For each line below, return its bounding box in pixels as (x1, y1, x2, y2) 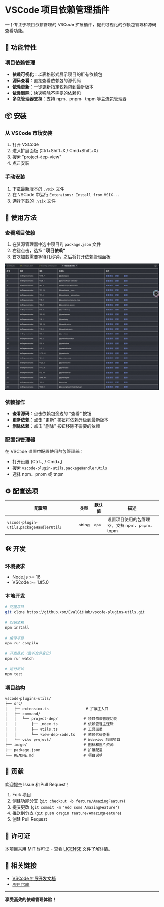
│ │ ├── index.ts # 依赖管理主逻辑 (5, 721, 114, 726)
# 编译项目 (5, 635, 24, 641)
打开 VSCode (12, 142, 39, 147)
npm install (5, 625, 29, 630)
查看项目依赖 (5, 229, 36, 236)
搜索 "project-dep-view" (12, 154, 61, 160)
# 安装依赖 (5, 620, 24, 625)
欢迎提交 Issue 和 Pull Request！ (5, 781, 70, 787)
